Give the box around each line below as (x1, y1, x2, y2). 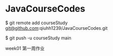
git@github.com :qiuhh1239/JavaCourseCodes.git (5, 25, 108, 31)
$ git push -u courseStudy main (5, 35, 72, 41)
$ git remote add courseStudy (5, 20, 68, 26)
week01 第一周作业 (5, 45, 45, 51)
